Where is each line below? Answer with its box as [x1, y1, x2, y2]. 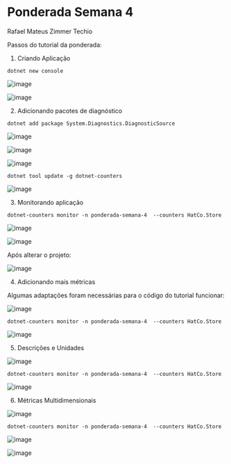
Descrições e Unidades [17, 343, 85, 351]
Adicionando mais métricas [17, 277, 96, 285]
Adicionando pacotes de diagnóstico [17, 106, 123, 115]
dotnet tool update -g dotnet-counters [7, 172, 123, 179]
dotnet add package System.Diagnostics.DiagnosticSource [7, 119, 176, 127]
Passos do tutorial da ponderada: [7, 40, 102, 49]
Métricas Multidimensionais [17, 396, 96, 404]
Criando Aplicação [17, 53, 71, 63]
